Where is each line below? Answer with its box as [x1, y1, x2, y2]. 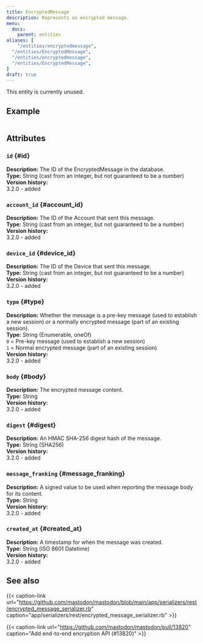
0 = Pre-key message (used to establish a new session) [6, 337, 145, 345]
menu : [6, 20, 20, 26]
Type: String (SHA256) [6, 441, 64, 449]
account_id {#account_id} [6, 200, 84, 208]
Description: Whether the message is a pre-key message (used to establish [6, 311, 197, 318]
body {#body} [6, 372, 47, 381]
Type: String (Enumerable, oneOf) [6, 331, 92, 338]
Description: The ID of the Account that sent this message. [6, 215, 155, 222]
